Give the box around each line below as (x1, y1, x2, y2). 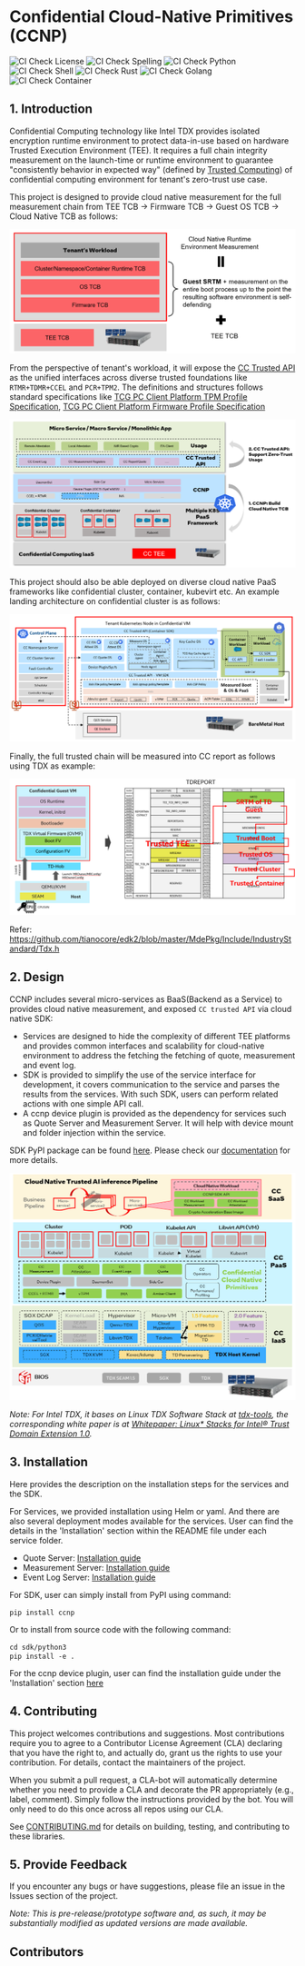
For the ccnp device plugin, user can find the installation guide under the (9, 1667, 281, 1678)
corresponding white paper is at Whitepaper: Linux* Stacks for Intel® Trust (9, 1418, 290, 1429)
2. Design (9, 969, 65, 985)
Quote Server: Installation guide (22, 1552, 142, 1564)
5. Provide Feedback (9, 1856, 128, 1872)
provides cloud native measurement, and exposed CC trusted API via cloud (9, 1003, 292, 1014)
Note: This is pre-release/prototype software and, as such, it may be (9, 1908, 267, 1919)
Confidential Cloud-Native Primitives (9, 6, 293, 27)
